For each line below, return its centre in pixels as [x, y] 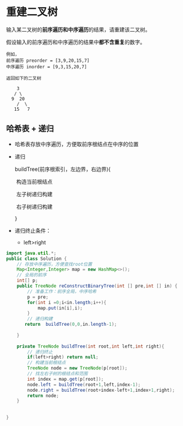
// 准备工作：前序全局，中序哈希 [62, 291]
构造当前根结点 [34, 181]
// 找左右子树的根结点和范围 [58, 374]
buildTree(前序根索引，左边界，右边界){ [62, 169]
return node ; [43, 395]
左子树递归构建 [34, 194]
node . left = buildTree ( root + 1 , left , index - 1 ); [84, 384]
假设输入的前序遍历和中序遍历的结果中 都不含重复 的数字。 [76, 42]
